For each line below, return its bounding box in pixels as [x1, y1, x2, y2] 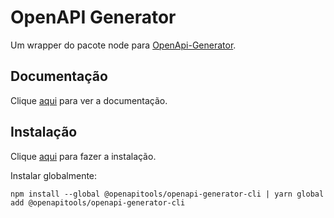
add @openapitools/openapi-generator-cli [10, 197, 186, 208]
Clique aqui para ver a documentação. [10, 94, 168, 106]
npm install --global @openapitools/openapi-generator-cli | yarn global [10, 189, 325, 199]
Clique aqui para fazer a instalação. [10, 150, 157, 162]
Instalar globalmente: [10, 169, 98, 181]
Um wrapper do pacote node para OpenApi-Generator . [10, 39, 237, 51]
